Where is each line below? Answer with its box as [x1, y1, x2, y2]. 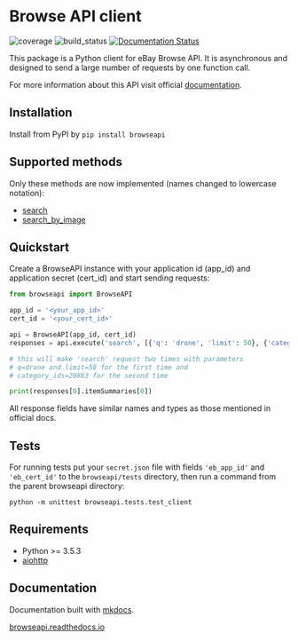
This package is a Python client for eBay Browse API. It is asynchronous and [9, 52, 288, 63]
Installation [9, 105, 73, 121]
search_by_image [21, 214, 86, 225]
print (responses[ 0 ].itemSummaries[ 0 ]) [9, 387, 153, 396]
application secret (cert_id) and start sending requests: [9, 273, 210, 283]
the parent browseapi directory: [9, 481, 125, 492]
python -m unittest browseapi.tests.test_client [9, 498, 192, 507]
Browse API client [9, 6, 142, 27]
